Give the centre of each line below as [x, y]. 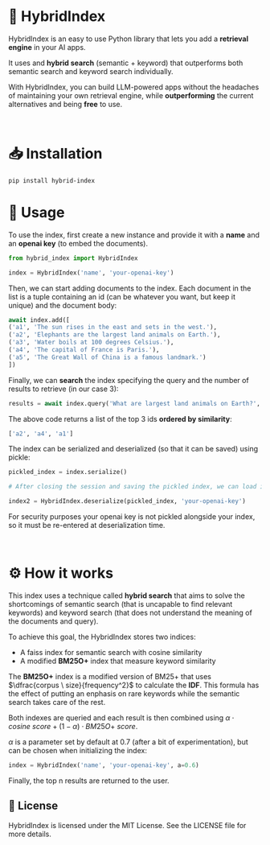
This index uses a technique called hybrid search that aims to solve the [127, 596]
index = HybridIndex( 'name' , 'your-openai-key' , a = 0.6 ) [104, 765]
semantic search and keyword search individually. [91, 71]
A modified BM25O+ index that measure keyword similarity [118, 661]
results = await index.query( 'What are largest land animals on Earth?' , [135, 403]
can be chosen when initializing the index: [78, 750]
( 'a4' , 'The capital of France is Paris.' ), [84, 350]
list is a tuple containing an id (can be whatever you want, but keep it [122, 296]
